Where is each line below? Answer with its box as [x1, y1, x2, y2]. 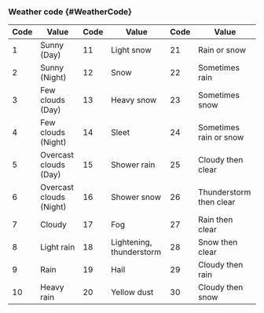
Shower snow [111, 191, 161, 202]
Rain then [197, 214, 233, 225]
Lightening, [111, 237, 152, 248]
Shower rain [111, 159, 156, 170]
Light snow [111, 45, 152, 56]
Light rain [40, 242, 75, 253]
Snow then [197, 237, 238, 248]
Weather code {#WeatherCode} [8, 6, 132, 17]
